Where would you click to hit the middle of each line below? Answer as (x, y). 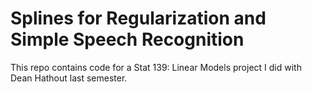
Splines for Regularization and (138, 18)
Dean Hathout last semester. (69, 78)
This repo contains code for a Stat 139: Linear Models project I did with (156, 67)
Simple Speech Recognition (127, 39)
